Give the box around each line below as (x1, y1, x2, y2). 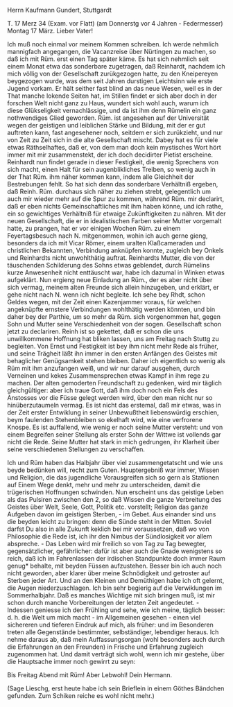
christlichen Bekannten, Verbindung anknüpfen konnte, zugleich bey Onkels (7, 246, 224, 254)
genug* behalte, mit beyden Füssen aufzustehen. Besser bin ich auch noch (7, 561, 222, 570)
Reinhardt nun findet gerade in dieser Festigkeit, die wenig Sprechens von (7, 158, 218, 166)
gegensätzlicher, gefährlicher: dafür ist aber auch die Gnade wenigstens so (7, 547, 223, 555)
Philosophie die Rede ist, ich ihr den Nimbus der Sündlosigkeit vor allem (7, 532, 213, 540)
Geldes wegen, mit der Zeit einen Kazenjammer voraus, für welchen (7, 298, 201, 306)
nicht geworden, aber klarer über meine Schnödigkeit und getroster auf (7, 569, 211, 577)
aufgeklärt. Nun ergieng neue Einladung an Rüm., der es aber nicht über (7, 276, 213, 283)
